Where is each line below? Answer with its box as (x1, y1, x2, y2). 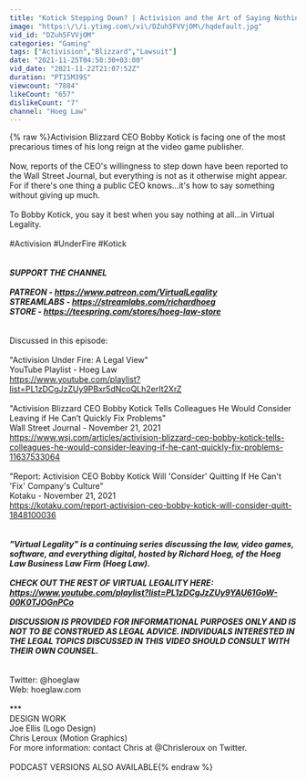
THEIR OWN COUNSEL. (9, 645, 99, 657)
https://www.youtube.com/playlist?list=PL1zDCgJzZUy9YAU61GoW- (9, 588, 278, 598)
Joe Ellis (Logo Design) (9, 723, 97, 734)
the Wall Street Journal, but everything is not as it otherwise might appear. (9, 171, 289, 182)
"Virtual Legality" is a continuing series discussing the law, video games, (9, 539, 294, 550)
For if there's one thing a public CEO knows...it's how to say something (9, 180, 275, 192)
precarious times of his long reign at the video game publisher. (9, 141, 244, 152)
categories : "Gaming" (9, 38, 92, 48)
